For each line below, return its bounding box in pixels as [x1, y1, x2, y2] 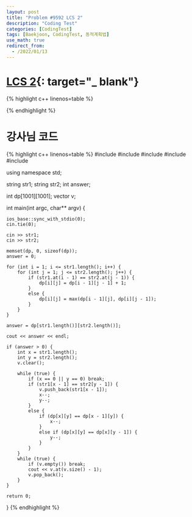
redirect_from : [6, 43, 45, 49]
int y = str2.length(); [17, 354, 78, 360]
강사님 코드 [6, 130, 59, 144]
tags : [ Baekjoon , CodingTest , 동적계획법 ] [6, 32, 110, 38]
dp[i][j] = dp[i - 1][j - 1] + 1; [38, 280, 127, 286]
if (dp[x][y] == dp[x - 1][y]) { [38, 413, 124, 419]
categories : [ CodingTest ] [6, 26, 72, 32]
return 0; [6, 493, 32, 499]
